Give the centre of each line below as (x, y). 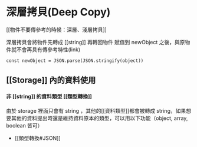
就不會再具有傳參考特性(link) (46, 49)
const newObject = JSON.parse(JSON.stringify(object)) (75, 61)
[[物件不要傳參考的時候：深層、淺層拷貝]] (57, 30)
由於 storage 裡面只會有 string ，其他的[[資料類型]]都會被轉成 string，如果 (96, 110)
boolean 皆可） (24, 125)
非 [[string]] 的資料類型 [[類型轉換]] (49, 96)
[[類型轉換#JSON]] (37, 138)
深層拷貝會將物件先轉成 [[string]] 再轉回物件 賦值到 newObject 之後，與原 (96, 42)
